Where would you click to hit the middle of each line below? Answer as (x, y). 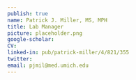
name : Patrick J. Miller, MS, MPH (58, 20)
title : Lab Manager (36, 26)
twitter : (20, 59)
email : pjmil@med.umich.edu (48, 65)
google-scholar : (31, 40)
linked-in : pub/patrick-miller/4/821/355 (68, 53)
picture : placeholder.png (45, 33)
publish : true (28, 14)
